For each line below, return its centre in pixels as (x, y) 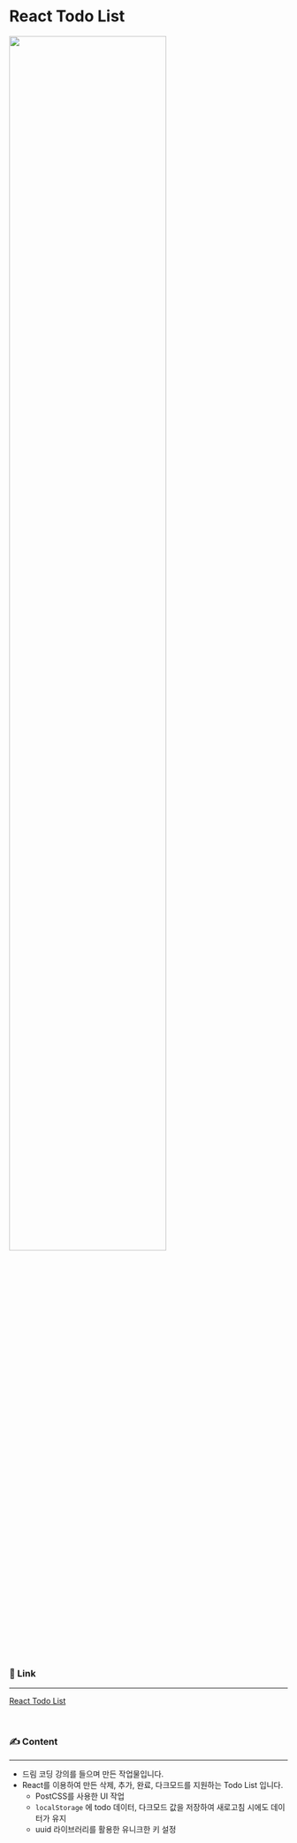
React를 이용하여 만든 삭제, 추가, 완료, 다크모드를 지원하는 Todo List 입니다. (152, 1785)
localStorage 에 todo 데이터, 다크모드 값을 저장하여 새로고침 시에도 (152, 1807)
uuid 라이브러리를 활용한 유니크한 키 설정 (106, 1829)
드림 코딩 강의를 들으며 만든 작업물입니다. (93, 1774)
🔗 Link (23, 1673)
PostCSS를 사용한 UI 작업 (80, 1796)
